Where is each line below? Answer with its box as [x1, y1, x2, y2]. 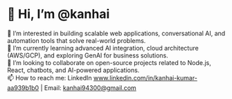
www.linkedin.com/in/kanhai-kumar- [93, 73, 197, 82]
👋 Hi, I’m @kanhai [7, 6, 110, 22]
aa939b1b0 [7, 83, 39, 92]
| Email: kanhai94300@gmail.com [40, 83, 136, 92]
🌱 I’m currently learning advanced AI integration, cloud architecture [7, 44, 199, 52]
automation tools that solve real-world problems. [7, 36, 146, 44]
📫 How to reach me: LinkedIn [7, 73, 92, 82]
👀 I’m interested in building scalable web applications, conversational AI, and [7, 29, 226, 37]
